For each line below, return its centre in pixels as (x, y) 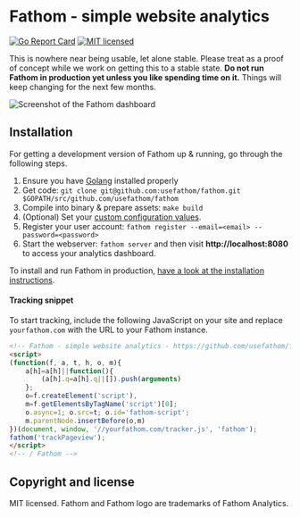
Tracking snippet (42, 300)
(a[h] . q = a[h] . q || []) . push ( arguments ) (111, 379)
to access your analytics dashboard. (89, 253)
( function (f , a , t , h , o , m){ (66, 363)
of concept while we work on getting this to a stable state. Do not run (137, 68)
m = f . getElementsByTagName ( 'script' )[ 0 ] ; (101, 404)
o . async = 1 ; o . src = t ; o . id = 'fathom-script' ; (108, 413)
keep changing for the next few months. (83, 87)
